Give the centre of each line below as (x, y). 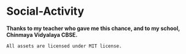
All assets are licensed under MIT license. (64, 46)
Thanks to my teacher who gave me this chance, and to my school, (93, 28)
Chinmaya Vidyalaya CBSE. (42, 34)
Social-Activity (45, 11)
